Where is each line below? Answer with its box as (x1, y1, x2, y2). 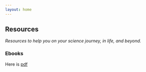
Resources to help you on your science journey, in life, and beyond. (5, 38, 142, 44)
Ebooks (5, 50, 24, 57)
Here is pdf (5, 61, 28, 67)
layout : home (5, 7, 32, 12)
